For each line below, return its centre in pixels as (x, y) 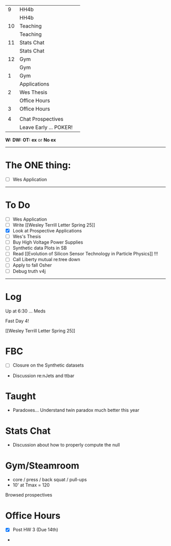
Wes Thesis (33, 92)
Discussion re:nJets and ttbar (44, 375)
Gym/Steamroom (42, 465)
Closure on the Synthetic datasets (48, 365)
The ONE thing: (38, 165)
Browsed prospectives (29, 495)
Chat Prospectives (41, 119)
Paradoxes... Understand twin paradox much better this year (76, 410)
